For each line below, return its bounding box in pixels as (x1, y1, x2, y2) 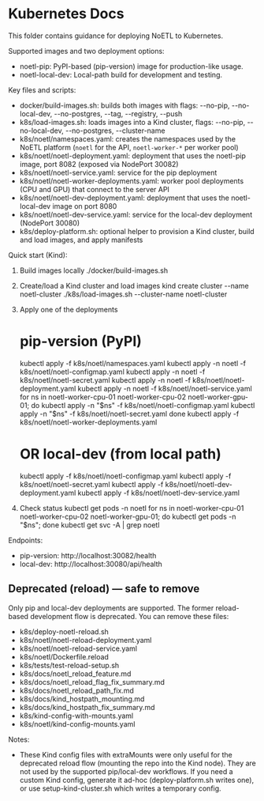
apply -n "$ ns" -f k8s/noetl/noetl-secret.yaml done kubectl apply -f (19, 409, 240, 418)
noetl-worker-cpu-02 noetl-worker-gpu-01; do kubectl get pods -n (19, 512, 236, 521)
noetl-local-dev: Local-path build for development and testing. (19, 70, 223, 79)
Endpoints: (8, 535, 43, 545)
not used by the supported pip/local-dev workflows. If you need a (19, 766, 234, 776)
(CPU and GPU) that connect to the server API (19, 184, 169, 194)
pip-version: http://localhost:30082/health (19, 550, 157, 560)
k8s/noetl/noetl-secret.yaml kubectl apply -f (19, 479, 164, 489)
